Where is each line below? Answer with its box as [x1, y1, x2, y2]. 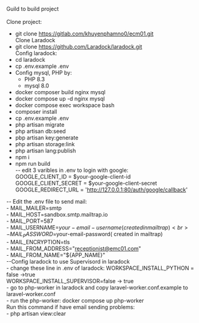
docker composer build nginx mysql [15, 89, 106, 95]
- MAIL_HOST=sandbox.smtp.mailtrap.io [6, 211, 108, 218]
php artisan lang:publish [15, 147, 76, 154]
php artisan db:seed [15, 128, 66, 135]
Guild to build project [6, 6, 59, 12]
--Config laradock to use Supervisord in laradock [6, 258, 130, 265]
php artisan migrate [15, 121, 65, 128]
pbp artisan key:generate [15, 134, 79, 141]
